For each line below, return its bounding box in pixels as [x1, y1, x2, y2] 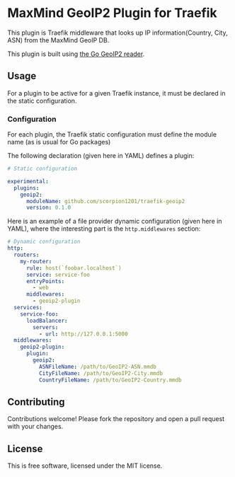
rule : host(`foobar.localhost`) [25, 264, 122, 272]
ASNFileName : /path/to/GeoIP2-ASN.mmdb [38, 363, 157, 370]
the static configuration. [7, 96, 77, 105]
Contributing [7, 396, 65, 408]
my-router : [20, 258, 52, 265]
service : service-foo [25, 271, 91, 278]
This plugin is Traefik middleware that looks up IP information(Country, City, [7, 28, 228, 37]
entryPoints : [25, 277, 65, 285]
